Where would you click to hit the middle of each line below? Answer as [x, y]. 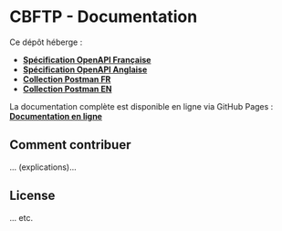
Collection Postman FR [67, 79]
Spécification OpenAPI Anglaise [85, 69]
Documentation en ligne [56, 116]
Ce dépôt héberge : [46, 42]
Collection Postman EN [67, 89]
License [32, 196]
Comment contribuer [70, 145]
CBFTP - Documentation [104, 17]
